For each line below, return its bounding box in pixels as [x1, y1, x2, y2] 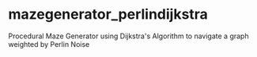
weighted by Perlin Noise [8, 39, 90, 48]
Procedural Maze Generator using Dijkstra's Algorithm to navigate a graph [8, 31, 249, 41]
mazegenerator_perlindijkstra [8, 5, 208, 23]
